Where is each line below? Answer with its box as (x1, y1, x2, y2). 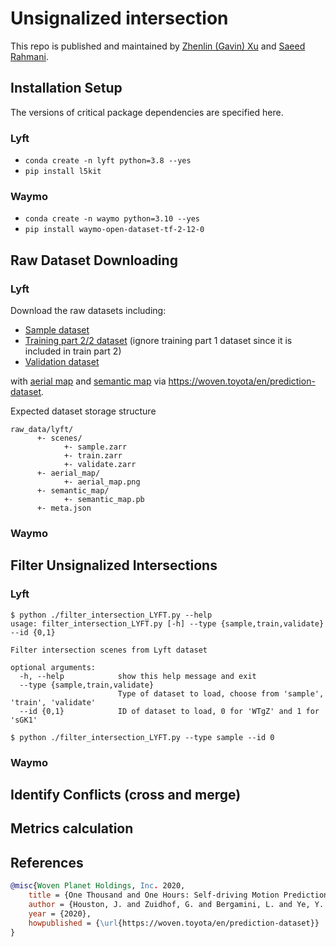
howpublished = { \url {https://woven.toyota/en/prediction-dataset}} (28, 918, 320, 928)
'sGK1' (10, 715, 38, 725)
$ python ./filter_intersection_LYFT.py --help (10, 610, 213, 620)
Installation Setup (10, 80, 123, 97)
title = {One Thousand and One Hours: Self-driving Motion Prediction (28, 890, 329, 901)
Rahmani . (10, 50, 49, 62)
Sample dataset (24, 324, 90, 336)
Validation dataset (24, 356, 100, 368)
